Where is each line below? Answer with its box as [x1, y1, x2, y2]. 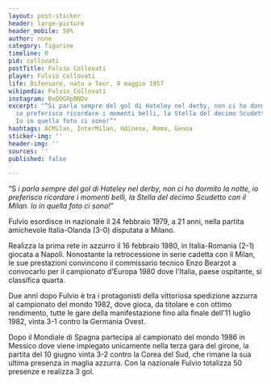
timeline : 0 [8, 49, 48, 57]
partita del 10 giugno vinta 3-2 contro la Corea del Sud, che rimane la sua [8, 349, 252, 360]
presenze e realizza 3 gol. [8, 367, 94, 377]
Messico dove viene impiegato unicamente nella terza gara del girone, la [8, 341, 249, 351]
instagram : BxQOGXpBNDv [8, 95, 89, 103]
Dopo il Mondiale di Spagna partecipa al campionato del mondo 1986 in [8, 332, 246, 342]
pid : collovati [8, 57, 60, 65]
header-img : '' [8, 139, 60, 148]
